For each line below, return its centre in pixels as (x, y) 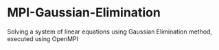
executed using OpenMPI (43, 38)
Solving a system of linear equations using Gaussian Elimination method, (110, 32)
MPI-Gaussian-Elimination (84, 13)
